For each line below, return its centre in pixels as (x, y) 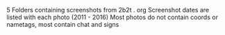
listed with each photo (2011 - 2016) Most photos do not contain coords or (112, 17)
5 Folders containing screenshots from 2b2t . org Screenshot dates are (108, 10)
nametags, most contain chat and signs (63, 24)
